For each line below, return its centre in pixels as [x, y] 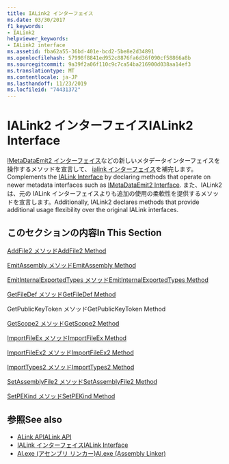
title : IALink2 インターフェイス [50, 13]
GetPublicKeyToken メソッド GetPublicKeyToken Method [86, 309]
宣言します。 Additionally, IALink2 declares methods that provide [109, 202]
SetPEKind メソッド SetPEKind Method [61, 396]
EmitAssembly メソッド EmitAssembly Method [72, 265]
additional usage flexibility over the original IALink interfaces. [93, 210]
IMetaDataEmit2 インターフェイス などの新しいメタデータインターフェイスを [114, 161]
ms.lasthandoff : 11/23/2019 [47, 83]
